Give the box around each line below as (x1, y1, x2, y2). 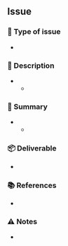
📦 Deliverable (7, 143, 57, 153)
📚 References (7, 180, 57, 190)
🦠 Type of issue (7, 27, 61, 37)
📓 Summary (7, 102, 48, 112)
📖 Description (7, 60, 55, 70)
